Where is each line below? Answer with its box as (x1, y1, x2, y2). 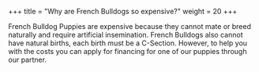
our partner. (8, 55, 47, 64)
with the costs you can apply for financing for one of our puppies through (8, 47, 247, 56)
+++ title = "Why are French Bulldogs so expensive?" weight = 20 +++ (8, 7, 238, 16)
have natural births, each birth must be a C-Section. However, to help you (8, 38, 247, 48)
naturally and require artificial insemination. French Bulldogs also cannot (8, 31, 243, 39)
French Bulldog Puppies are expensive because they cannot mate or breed (8, 22, 251, 31)
